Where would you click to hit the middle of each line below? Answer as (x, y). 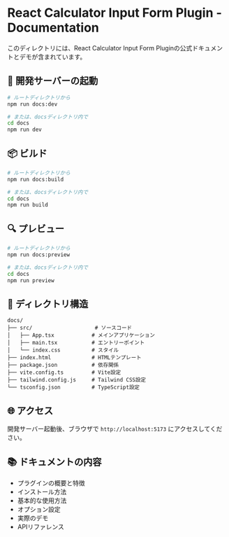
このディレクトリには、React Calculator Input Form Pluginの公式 (100, 48)
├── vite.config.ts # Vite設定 (64, 372)
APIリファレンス (40, 526)
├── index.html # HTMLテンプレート (74, 358)
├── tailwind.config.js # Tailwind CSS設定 (77, 380)
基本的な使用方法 (42, 500)
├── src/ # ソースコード (70, 328)
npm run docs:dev (32, 104)
